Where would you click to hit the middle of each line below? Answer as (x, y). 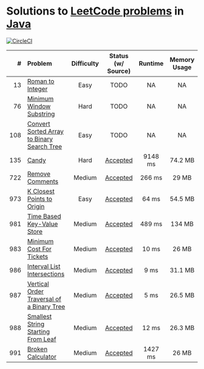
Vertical (38, 283)
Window (39, 106)
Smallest (39, 316)
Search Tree (45, 146)
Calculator (42, 356)
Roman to (41, 81)
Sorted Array (45, 131)
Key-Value (42, 224)
